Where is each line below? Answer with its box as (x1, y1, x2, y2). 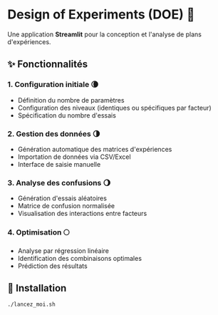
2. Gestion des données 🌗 (7, 128, 101, 138)
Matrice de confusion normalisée (17, 202, 115, 210)
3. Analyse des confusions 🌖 (7, 177, 111, 187)
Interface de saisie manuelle (17, 160, 101, 168)
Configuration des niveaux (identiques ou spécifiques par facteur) (17, 103, 212, 112)
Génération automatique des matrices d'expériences (17, 145, 172, 153)
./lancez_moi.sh (7, 301, 56, 309)
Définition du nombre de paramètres (17, 95, 125, 104)
